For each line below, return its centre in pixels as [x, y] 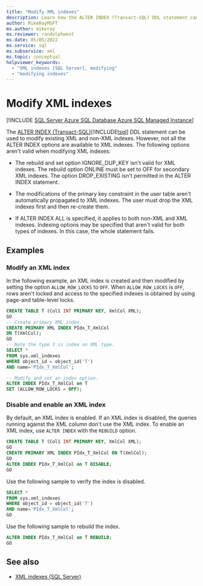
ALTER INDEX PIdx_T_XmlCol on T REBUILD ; [59, 538]
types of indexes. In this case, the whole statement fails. [85, 231]
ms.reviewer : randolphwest [40, 34]
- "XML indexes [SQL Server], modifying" [65, 68]
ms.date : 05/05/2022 [32, 40]
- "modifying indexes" [40, 74]
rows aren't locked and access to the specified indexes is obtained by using [101, 293]
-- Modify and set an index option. [52, 378]
